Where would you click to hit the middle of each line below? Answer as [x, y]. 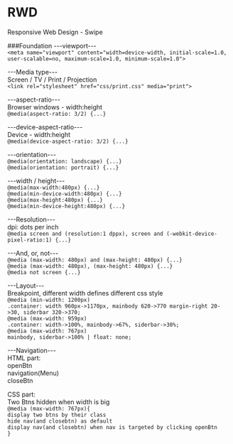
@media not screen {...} [44, 272]
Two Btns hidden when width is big [59, 401]
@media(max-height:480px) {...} [55, 200]
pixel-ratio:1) [30, 240]
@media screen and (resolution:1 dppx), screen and [85, 234]
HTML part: [24, 358]
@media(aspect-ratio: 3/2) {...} [57, 114]
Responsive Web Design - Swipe [55, 32]
